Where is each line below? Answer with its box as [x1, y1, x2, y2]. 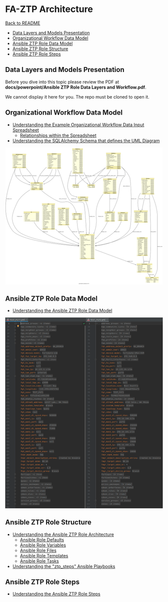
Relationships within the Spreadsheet [19, 132, 96, 138]
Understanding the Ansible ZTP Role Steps [12, 591, 101, 597]
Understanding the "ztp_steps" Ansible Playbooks [12, 563, 115, 569]
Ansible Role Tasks [19, 558, 59, 564]
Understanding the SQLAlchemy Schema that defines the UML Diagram [12, 138, 160, 144]
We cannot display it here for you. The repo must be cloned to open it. [5, 94, 149, 100]
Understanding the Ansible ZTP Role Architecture [12, 531, 114, 537]
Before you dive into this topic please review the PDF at [5, 79, 119, 85]
